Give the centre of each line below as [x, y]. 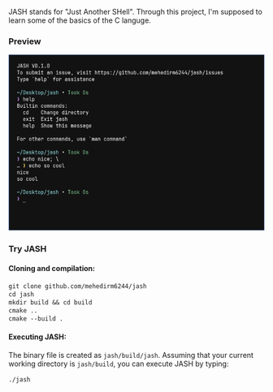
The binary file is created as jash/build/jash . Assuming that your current [131, 355]
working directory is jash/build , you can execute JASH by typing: [119, 364]
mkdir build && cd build [50, 303]
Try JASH [28, 249]
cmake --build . [36, 319]
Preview [25, 41]
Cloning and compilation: [52, 268]
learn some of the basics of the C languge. [80, 20]
